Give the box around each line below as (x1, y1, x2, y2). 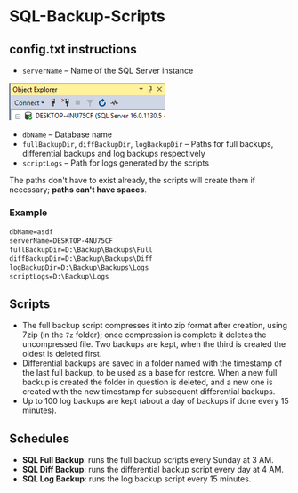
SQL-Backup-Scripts (9, 6, 166, 27)
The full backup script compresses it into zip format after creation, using (21, 320, 287, 331)
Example (9, 206, 48, 219)
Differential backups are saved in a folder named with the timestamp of (21, 358, 283, 368)
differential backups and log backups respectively (21, 149, 206, 158)
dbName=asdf (9, 228, 53, 237)
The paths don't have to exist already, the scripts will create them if (9, 175, 256, 185)
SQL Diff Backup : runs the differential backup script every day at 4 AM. (21, 464, 285, 474)
